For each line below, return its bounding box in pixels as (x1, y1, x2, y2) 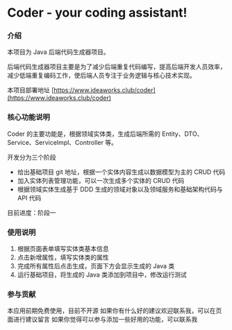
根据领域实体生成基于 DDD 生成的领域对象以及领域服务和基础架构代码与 (17, 185, 223, 193)
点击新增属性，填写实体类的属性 (17, 253, 109, 261)
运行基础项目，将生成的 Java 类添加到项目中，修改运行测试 (17, 270, 187, 279)
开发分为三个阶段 (7, 153, 56, 161)
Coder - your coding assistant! (7, 5, 188, 21)
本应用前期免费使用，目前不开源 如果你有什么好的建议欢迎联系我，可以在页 (7, 306, 222, 315)
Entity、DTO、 (162, 130, 204, 138)
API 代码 (17, 193, 42, 202)
